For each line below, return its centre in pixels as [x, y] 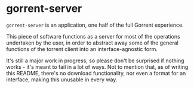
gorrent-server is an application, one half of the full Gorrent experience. [95, 25]
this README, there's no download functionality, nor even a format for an [96, 73]
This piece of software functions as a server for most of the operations [93, 36]
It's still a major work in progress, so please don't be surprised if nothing [95, 61]
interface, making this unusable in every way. [62, 80]
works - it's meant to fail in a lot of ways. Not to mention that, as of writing [97, 66]
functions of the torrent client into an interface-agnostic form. [82, 49]
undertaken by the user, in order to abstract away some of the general [93, 43]
